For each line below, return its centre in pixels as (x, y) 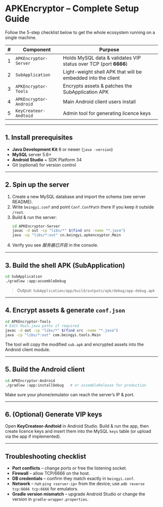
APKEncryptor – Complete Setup (72, 9)
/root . (18, 212)
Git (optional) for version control (44, 165)
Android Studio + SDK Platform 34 (47, 159)
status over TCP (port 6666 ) (95, 64)
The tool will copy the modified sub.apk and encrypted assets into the (74, 345)
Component (37, 49)
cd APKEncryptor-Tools (28, 322)
